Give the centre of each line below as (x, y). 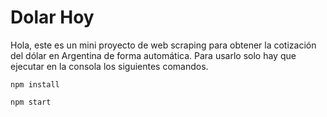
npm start (31, 102)
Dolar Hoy (52, 17)
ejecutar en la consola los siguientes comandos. (109, 66)
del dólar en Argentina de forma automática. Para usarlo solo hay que (153, 55)
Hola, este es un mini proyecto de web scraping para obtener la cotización (163, 45)
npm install (35, 84)
